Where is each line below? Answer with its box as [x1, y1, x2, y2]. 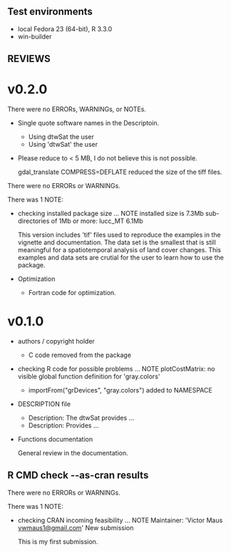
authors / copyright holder [17, 337, 95, 346]
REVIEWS [7, 53, 51, 65]
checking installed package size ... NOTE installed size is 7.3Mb [17, 210, 205, 218]
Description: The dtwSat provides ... [28, 413, 135, 423]
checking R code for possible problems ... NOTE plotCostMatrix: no [17, 365, 215, 373]
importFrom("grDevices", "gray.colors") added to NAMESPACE [28, 386, 212, 395]
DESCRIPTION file [17, 400, 71, 408]
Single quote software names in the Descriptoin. [17, 119, 160, 128]
